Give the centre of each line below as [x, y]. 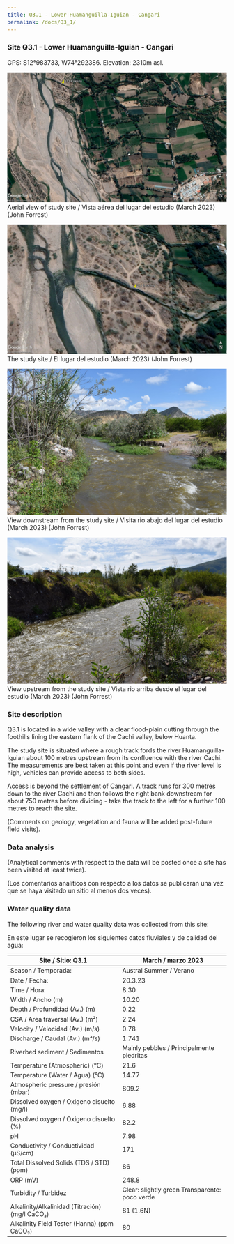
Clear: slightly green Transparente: [172, 1190]
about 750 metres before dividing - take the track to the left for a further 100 [116, 801]
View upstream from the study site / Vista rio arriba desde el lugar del [107, 689]
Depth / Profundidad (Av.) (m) [53, 1009]
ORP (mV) [24, 1180]
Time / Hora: [28, 989]
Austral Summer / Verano [158, 971]
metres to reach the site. [42, 808]
